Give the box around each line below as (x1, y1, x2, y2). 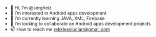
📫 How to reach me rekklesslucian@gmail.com (10, 26, 110, 32)
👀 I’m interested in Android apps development (10, 10, 106, 16)
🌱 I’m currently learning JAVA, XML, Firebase (10, 15, 105, 21)
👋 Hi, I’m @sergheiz (10, 5, 52, 10)
